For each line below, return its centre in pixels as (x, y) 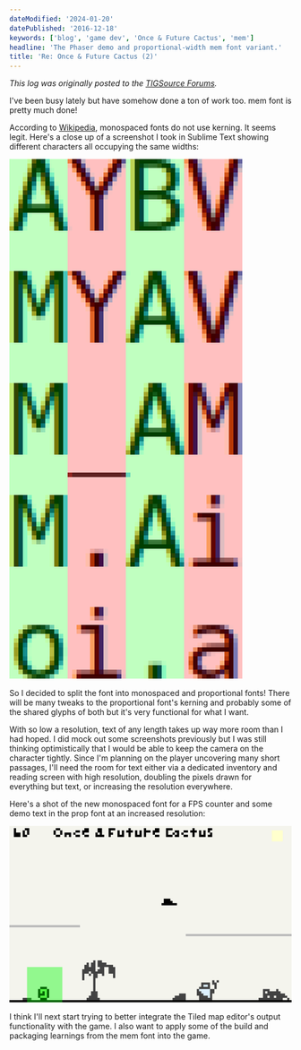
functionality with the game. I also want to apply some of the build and (139, 1027)
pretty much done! (43, 110)
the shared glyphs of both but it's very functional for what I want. (129, 712)
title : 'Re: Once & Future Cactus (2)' (84, 57)
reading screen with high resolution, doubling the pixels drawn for (131, 777)
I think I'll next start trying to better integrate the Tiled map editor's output (145, 1017)
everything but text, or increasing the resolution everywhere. (121, 787)
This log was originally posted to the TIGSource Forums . (113, 83)
